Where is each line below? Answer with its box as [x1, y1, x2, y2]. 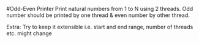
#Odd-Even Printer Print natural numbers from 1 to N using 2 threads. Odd [6, 5, 193, 12]
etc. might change [6, 30, 52, 37]
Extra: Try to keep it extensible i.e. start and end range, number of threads [6, 24, 193, 30]
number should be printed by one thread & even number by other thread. [6, 12, 190, 19]
